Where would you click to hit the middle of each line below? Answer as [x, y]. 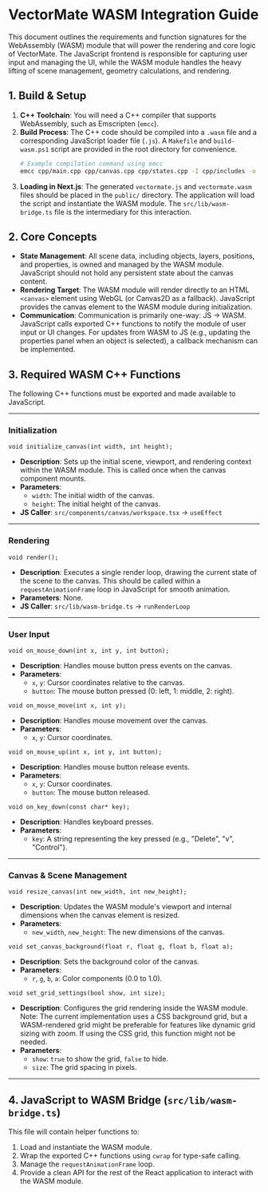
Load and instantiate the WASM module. [86, 1147]
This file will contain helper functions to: [74, 1132]
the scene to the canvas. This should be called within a [110, 580]
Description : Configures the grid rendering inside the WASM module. [134, 1008]
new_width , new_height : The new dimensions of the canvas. [128, 933]
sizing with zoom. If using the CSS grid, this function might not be [128, 1034]
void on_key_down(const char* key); [69, 807]
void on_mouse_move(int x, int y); [67, 706]
